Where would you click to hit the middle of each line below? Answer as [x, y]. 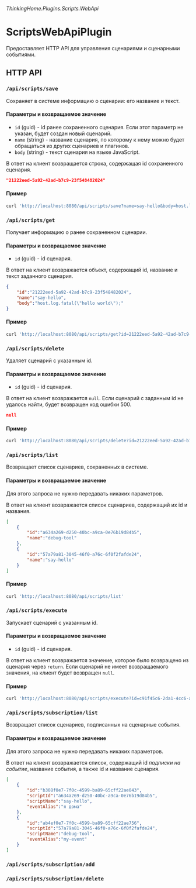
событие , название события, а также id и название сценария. [83, 769]
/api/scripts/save [32, 89]
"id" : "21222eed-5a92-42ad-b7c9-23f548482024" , [74, 292]
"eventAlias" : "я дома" [55, 807]
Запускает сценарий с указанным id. [52, 622]
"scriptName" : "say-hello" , [60, 801]
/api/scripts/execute [37, 610]
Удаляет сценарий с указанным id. [49, 361]
